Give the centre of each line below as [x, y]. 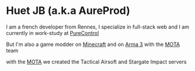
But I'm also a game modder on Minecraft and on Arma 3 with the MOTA [93, 44]
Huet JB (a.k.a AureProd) [68, 11]
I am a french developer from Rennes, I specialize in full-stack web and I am [97, 27]
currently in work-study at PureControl [53, 33]
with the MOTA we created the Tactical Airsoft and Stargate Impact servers [96, 62]
